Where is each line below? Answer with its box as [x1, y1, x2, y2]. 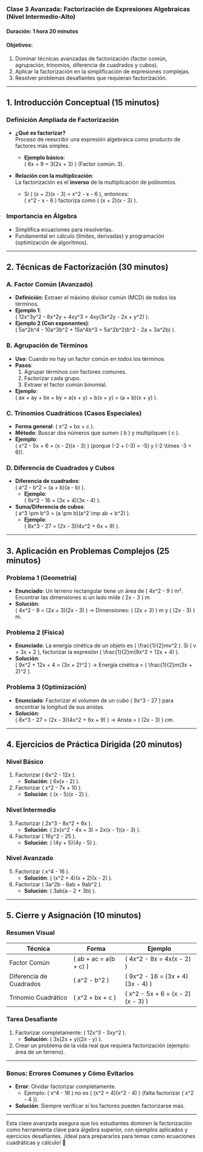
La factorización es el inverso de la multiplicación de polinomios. [14, 178, 177, 186]
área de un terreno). [14, 1048, 65, 1056]
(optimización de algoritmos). [14, 238, 89, 246]
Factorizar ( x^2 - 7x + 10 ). [14, 784, 83, 792]
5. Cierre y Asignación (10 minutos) [6, 911, 142, 921]
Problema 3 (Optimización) [6, 683, 87, 692]
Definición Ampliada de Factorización [6, 116, 119, 124]
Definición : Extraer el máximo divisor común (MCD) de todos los [14, 294, 176, 301]
